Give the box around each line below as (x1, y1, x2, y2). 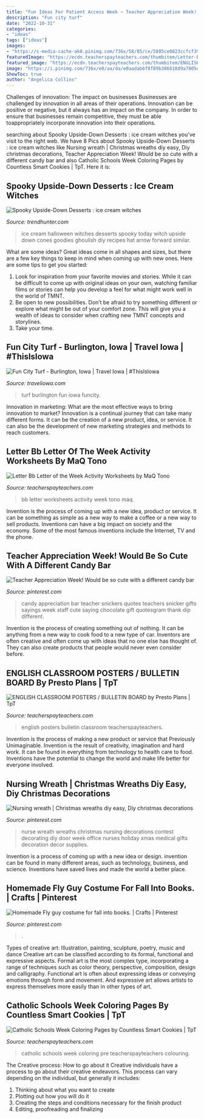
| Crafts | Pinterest (6, 892, 77, 903)
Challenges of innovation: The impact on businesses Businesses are (6, 94, 177, 101)
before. (6, 651, 25, 658)
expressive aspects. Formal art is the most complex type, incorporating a (6, 957, 189, 964)
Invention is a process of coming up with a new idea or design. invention (6, 853, 188, 860)
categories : (6, 26, 36, 32)
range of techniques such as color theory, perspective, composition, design (6, 963, 196, 971)
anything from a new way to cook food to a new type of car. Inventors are (6, 631, 190, 638)
